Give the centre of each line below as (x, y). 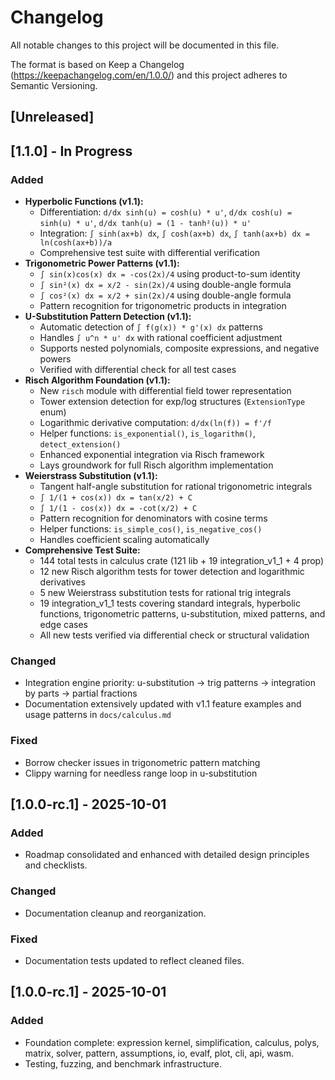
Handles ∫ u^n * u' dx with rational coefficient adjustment (161, 338)
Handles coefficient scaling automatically (124, 540)
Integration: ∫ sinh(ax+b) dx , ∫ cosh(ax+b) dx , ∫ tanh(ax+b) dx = (175, 233)
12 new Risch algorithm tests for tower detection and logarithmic (172, 572)
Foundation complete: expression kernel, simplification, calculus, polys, (172, 1042)
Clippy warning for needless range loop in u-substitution (141, 773)
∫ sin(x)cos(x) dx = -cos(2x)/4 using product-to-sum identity (170, 274)
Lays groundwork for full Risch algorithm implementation (156, 465)
